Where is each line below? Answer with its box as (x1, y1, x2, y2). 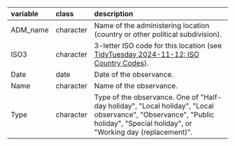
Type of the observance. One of (94, 92, 199, 102)
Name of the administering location (94, 21, 210, 30)
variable (10, 9, 38, 18)
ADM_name (10, 25, 49, 34)
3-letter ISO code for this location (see (94, 41, 222, 50)
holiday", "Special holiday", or (94, 119, 192, 128)
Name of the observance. (94, 81, 178, 90)
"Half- (200, 92, 222, 102)
